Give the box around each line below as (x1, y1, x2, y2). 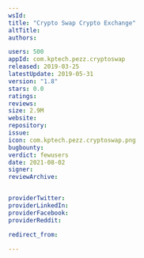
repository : (8, 122, 47, 130)
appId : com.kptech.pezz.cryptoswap (8, 55, 126, 63)
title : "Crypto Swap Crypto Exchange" (8, 19, 136, 27)
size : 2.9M (8, 107, 44, 115)
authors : (8, 33, 37, 42)
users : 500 (8, 48, 44, 56)
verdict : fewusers (8, 151, 69, 159)
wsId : (8, 11, 26, 20)
